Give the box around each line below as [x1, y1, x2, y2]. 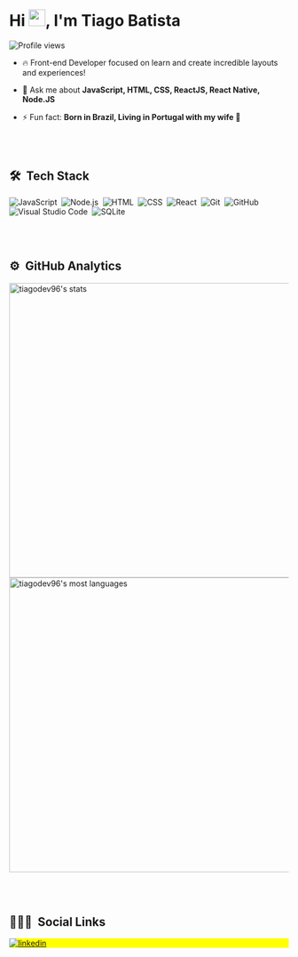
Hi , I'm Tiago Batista [9, 11, 181, 31]
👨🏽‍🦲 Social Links [9, 914, 106, 929]
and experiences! [21, 67, 86, 77]
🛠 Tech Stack [9, 169, 90, 184]
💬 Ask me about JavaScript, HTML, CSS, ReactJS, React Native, [21, 84, 260, 95]
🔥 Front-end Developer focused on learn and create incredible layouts [21, 57, 278, 68]
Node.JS [21, 93, 56, 104]
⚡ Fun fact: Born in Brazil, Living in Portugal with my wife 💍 [21, 111, 241, 122]
